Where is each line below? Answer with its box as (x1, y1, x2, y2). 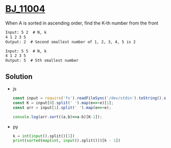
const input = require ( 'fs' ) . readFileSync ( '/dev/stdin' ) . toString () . (12, 95, 164, 101)
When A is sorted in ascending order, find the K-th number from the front (5, 20, 159, 26)
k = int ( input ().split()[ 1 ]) (12, 133, 75, 138)
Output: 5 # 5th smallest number (5, 58, 79, 63)
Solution (5, 72, 33, 81)
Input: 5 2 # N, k (5, 30, 47, 35)
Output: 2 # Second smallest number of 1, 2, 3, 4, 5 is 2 (5, 39, 136, 44)
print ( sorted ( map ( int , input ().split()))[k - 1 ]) (12, 138, 121, 143)
